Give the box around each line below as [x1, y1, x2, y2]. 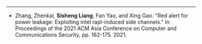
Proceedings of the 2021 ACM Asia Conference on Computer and [14, 25, 177, 32]
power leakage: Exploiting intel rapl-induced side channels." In [14, 19, 170, 25]
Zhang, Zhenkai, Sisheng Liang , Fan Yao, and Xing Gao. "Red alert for [14, 12, 188, 19]
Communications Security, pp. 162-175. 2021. [14, 31, 127, 38]
